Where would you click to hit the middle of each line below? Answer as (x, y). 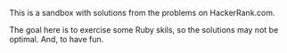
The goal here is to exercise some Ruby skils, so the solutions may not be (144, 30)
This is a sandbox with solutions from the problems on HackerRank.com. (142, 13)
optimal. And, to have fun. (57, 39)
